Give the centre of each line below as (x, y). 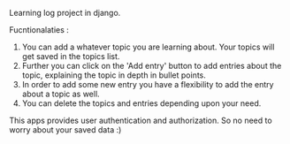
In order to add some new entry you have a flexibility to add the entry (148, 84)
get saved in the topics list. (71, 56)
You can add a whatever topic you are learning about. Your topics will (148, 47)
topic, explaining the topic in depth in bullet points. (114, 75)
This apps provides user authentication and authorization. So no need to (141, 120)
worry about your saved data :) (65, 130)
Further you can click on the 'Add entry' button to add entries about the (152, 66)
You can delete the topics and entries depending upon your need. (141, 103)
